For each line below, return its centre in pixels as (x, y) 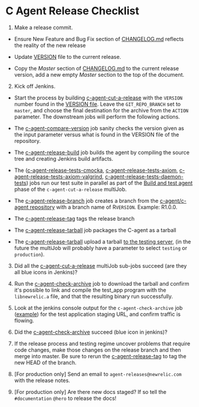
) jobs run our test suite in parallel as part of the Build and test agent (109, 183)
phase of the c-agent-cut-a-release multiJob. (70, 189)
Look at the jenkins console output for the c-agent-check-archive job (98, 308)
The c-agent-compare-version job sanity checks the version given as (99, 128)
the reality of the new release (50, 45)
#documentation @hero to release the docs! (65, 398)
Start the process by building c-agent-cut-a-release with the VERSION (98, 98)
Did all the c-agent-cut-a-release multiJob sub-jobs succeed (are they (100, 265)
